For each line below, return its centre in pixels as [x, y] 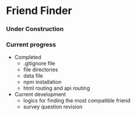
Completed [28, 57]
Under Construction [35, 29]
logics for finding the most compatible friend [77, 101]
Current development [40, 94]
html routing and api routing [57, 88]
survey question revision [53, 107]
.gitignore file [39, 64]
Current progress [31, 45]
